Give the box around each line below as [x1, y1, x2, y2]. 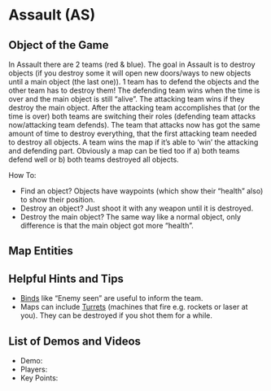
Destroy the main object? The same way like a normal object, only [20, 212, 242, 221]
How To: [8, 171, 37, 180]
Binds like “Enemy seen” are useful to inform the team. [20, 293, 203, 303]
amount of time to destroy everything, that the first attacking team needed [8, 128, 257, 138]
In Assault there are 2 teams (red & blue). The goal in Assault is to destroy [8, 59, 256, 69]
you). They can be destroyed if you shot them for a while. [20, 311, 213, 320]
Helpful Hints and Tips [8, 272, 125, 285]
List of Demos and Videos [8, 334, 141, 348]
